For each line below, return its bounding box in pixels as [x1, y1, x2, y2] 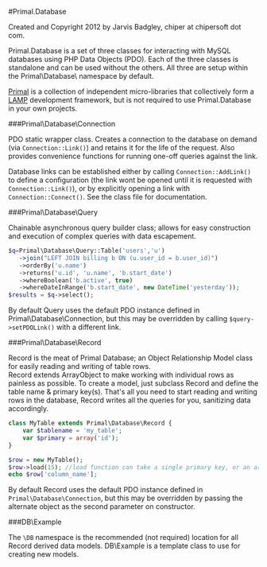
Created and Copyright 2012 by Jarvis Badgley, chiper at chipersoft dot [8, 22, 242, 31]
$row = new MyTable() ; [8, 456, 83, 464]
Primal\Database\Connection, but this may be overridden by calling [8, 314, 228, 324]
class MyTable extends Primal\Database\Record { [8, 419, 172, 428]
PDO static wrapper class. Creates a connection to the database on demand [8, 134, 257, 144]
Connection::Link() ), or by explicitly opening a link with [8, 184, 191, 193]
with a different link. [56, 322, 122, 332]
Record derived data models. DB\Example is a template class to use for [8, 541, 241, 551]
